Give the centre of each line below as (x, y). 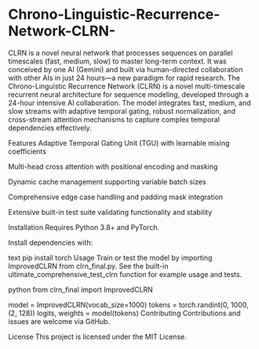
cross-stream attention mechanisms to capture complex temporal (114, 119)
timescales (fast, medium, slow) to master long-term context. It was (117, 61)
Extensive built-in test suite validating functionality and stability (110, 212)
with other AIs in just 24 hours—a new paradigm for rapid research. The (124, 78)
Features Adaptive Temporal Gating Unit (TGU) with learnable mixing (119, 143)
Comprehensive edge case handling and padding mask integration (116, 197)
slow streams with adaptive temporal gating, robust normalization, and (122, 111)
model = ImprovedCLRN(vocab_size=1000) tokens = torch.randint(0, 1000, (128, 304)
